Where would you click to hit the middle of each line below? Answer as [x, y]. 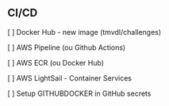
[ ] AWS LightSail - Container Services [70, 78]
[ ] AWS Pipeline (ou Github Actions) [67, 47]
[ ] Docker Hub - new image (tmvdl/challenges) [84, 32]
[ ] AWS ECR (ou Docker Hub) [56, 62]
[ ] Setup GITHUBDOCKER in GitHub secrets [79, 93]
